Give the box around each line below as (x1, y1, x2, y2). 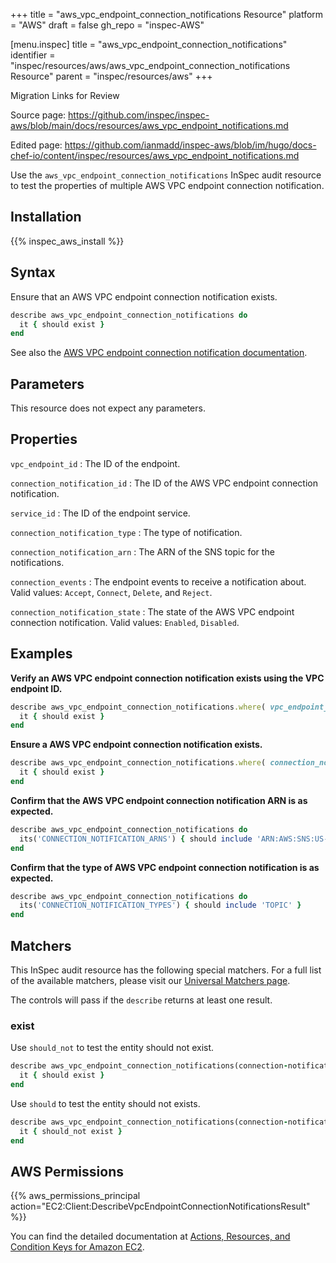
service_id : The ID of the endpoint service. (10, 507, 191, 519)
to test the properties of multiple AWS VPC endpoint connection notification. (10, 180, 325, 191)
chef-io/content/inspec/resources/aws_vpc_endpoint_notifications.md (10, 150, 300, 161)
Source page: (10, 109, 67, 121)
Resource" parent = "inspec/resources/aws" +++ (10, 70, 213, 82)
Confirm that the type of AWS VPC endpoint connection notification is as (10, 861, 320, 873)
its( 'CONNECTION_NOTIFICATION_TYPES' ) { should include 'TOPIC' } (19, 900, 302, 911)
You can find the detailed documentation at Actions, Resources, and (10, 1230, 291, 1243)
